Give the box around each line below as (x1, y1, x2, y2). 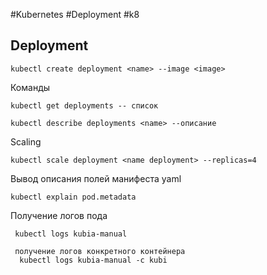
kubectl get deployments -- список (10, 100, 159, 111)
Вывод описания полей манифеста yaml (10, 172, 182, 184)
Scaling (10, 135, 42, 148)
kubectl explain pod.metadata (10, 192, 137, 202)
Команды (10, 81, 51, 93)
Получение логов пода (10, 209, 108, 221)
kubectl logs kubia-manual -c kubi (19, 255, 168, 265)
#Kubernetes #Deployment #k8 (10, 9, 140, 20)
